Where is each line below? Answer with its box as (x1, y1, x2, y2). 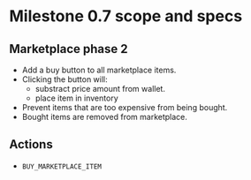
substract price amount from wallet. (34, 84, 166, 94)
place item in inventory (34, 93, 118, 103)
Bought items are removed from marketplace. (21, 112, 188, 122)
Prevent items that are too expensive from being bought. (21, 102, 228, 112)
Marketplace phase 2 (9, 41, 128, 56)
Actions (9, 137, 53, 152)
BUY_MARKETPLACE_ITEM (21, 161, 102, 171)
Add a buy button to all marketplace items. (21, 64, 177, 75)
